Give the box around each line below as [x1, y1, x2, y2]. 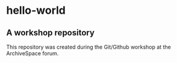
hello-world [6, 4, 66, 17]
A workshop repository [6, 28, 95, 38]
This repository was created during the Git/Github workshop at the [6, 43, 172, 50]
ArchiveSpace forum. [6, 50, 59, 57]
